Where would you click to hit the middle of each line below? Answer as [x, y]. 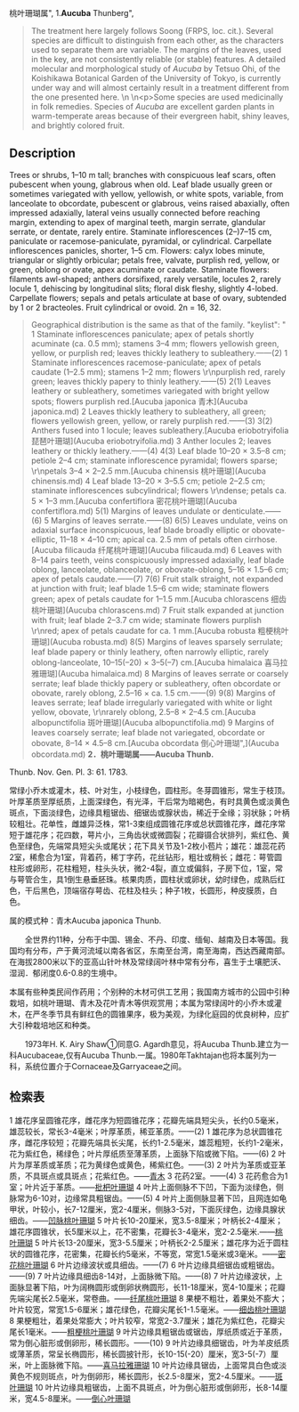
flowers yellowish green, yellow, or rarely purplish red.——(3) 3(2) [152, 420]
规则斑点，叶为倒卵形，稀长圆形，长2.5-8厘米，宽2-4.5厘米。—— [154, 1376]
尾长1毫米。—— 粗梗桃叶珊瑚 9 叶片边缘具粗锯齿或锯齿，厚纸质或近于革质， [148, 1331]
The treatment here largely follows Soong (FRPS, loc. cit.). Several [152, 31]
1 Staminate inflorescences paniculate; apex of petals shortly [142, 334]
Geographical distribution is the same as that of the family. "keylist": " [158, 324]
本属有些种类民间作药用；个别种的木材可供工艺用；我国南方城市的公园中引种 [149, 992]
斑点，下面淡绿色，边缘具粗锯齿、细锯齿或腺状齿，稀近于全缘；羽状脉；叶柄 [149, 812]
